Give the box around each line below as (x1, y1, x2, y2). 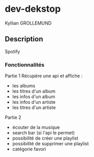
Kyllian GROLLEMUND (5, 20, 52, 26)
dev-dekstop (5, 3, 61, 15)
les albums (12, 83, 35, 89)
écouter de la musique (12, 124, 60, 130)
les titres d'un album (12, 88, 56, 95)
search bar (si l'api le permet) (12, 130, 75, 136)
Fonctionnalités (5, 61, 45, 68)
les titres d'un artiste (12, 104, 56, 110)
